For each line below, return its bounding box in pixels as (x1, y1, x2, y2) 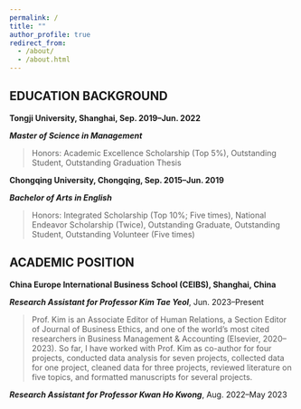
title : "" (9, 22, 47, 31)
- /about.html (17, 55, 71, 64)
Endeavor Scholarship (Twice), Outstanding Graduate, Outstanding (31, 218, 280, 230)
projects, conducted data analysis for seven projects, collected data (31, 352, 285, 363)
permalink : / (9, 13, 59, 23)
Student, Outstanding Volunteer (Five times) (31, 228, 196, 239)
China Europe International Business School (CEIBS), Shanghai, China (9, 279, 277, 290)
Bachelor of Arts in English (9, 191, 113, 203)
